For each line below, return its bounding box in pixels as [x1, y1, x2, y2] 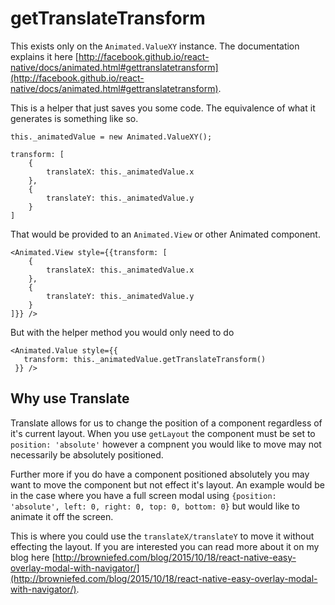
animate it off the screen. [10, 510, 114, 522]
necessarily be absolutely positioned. [10, 448, 164, 461]
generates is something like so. [10, 112, 139, 124]
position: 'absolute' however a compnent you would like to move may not [10, 438, 322, 450]
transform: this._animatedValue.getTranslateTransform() [23, 354, 267, 364]
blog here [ [10, 551, 56, 563]
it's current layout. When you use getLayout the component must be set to [10, 427, 316, 439]
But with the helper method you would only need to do [10, 326, 235, 338]
